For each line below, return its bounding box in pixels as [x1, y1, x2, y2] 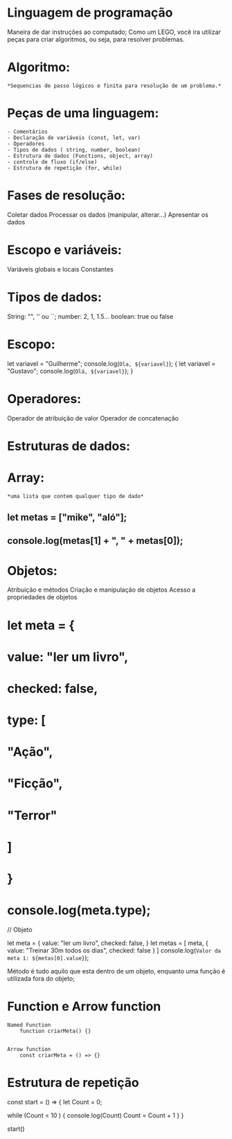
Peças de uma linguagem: [7, 105, 159, 121]
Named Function [7, 1021, 51, 1028]
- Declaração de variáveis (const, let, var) [7, 134, 141, 141]
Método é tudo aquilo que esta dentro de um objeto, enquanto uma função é [7, 966, 226, 975]
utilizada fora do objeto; [7, 974, 75, 982]
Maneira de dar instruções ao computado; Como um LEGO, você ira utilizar [7, 28, 222, 36]
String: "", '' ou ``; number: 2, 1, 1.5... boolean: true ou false [7, 312, 174, 320]
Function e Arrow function [7, 999, 161, 1014]
